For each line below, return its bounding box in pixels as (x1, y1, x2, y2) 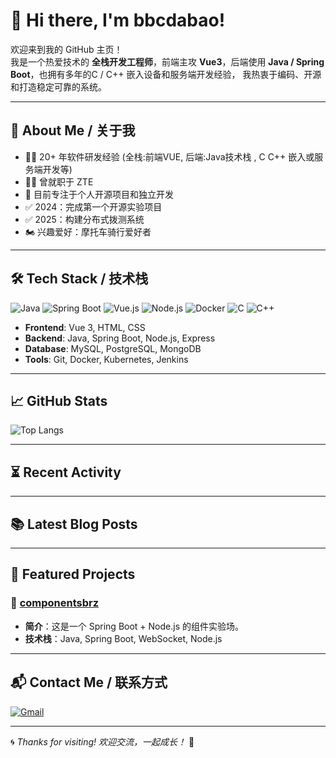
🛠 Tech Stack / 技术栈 (10, 270, 149, 288)
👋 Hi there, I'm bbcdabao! (10, 9, 226, 32)
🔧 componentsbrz (10, 596, 100, 610)
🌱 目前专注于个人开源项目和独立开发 (24, 188, 174, 200)
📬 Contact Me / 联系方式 (10, 674, 168, 691)
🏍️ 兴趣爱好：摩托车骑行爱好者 (24, 225, 152, 238)
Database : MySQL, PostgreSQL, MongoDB (24, 342, 202, 354)
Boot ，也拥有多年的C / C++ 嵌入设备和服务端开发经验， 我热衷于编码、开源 (10, 68, 322, 80)
